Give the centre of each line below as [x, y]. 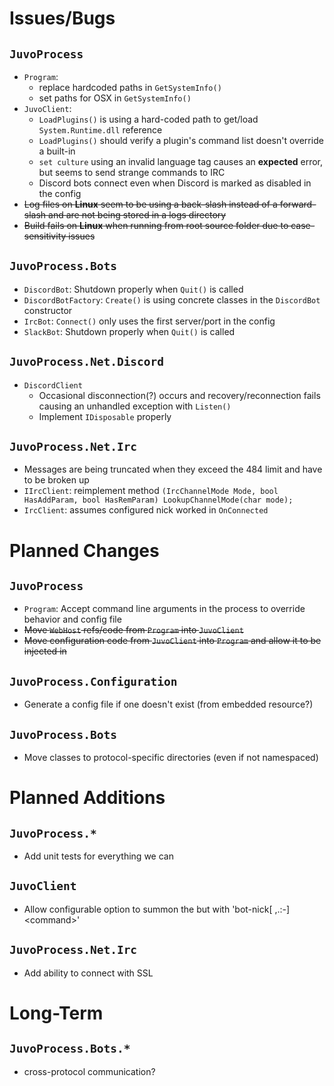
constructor [48, 310]
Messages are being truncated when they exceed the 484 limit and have [173, 469]
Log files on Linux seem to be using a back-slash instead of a [150, 204]
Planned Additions [87, 798]
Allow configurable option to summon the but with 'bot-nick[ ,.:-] [157, 909]
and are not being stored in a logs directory [137, 215]
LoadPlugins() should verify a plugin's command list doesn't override [181, 140]
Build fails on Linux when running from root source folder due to [156, 225]
